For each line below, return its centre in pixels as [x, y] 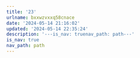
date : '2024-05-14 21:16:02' [43, 23]
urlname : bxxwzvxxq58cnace [40, 18]
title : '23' [21, 12]
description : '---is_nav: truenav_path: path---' [71, 34]
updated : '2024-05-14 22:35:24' [47, 29]
